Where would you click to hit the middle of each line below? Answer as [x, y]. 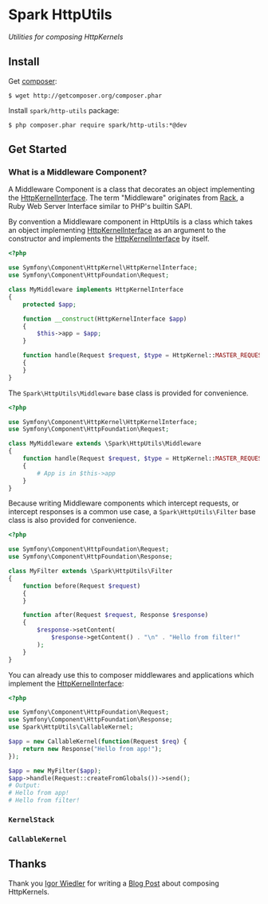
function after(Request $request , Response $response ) [116, 615]
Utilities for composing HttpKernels [66, 37]
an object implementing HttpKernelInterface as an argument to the [117, 230]
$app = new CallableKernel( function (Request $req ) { [98, 742]
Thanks [28, 864]
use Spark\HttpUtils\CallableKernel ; [71, 727]
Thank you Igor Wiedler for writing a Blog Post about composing [114, 883]
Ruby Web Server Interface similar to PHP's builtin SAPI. [100, 206]
